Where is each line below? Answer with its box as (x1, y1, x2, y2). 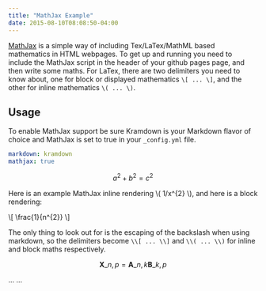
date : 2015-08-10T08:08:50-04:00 (8, 19, 119, 27)
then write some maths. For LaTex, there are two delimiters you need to (8, 66, 241, 75)
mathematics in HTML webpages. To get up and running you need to (8, 49, 233, 59)
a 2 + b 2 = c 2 (112, 172, 154, 183)
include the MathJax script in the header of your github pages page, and (8, 57, 245, 67)
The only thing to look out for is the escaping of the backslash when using (8, 227, 250, 237)
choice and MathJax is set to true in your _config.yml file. (8, 135, 196, 145)
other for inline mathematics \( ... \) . (8, 82, 136, 92)
